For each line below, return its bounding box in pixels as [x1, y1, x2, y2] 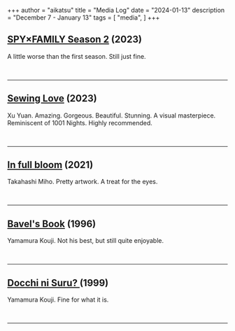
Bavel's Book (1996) [7, 218, 97, 230]
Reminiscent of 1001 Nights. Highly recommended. [7, 118, 152, 127]
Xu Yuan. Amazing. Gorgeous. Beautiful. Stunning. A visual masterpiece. [7, 111, 216, 120]
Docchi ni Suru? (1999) [7, 276, 109, 289]
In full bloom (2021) [7, 159, 94, 171]
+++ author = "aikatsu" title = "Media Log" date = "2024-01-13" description [7, 6, 225, 14]
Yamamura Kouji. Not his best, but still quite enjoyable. [7, 237, 164, 245]
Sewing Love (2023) [7, 92, 97, 104]
